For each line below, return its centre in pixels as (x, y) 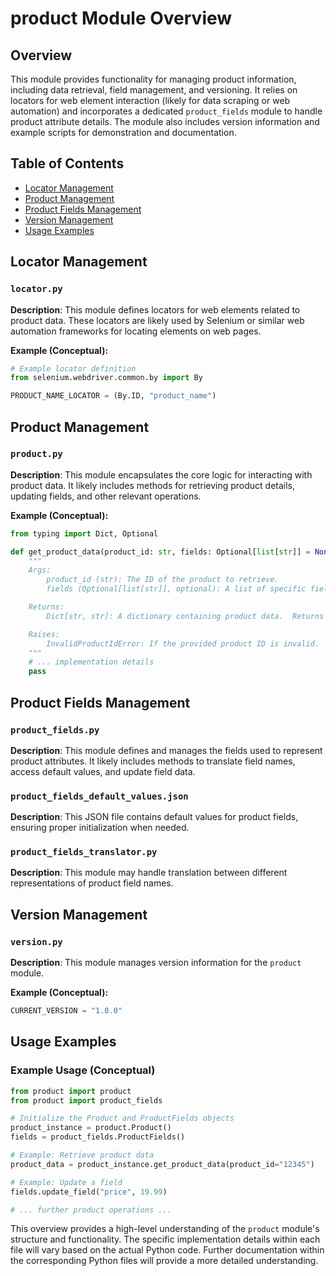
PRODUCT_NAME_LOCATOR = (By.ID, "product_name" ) (113, 396)
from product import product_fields (86, 1100)
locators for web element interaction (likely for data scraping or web (150, 100)
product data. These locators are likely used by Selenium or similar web (157, 320)
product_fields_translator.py (84, 852)
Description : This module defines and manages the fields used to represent (166, 750)
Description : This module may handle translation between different (149, 873)
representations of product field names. (92, 883)
